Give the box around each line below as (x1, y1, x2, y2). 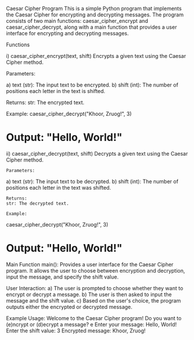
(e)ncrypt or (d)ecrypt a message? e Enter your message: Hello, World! (6, 321, 177, 328)
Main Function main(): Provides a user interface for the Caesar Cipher (6, 260, 174, 268)
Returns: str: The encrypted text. (6, 99, 85, 106)
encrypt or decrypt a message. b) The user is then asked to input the (6, 291, 172, 298)
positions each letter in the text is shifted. (6, 88, 106, 94)
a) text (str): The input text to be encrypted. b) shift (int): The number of (6, 81, 179, 88)
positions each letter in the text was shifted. (6, 184, 111, 191)
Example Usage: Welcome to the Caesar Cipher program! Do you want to (6, 314, 182, 321)
